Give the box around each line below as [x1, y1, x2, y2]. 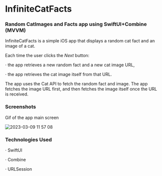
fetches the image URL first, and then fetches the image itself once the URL [5, 86, 158, 92]
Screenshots [5, 103, 36, 110]
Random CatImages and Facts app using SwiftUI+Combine [5, 21, 147, 28]
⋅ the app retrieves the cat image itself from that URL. [5, 72, 112, 78]
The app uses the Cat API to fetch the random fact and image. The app [5, 81, 148, 87]
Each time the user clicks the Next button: [5, 53, 90, 59]
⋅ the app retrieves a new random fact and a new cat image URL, [5, 62, 135, 68]
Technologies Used [5, 136, 52, 143]
